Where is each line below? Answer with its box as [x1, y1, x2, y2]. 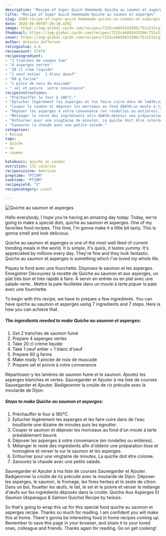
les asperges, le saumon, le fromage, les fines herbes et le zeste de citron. [5, 478, 157, 484]
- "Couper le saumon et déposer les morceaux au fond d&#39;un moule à [5, 104, 156, 109]
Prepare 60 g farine [12, 351, 52, 357]
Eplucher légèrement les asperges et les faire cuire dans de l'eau [12, 416, 145, 422]
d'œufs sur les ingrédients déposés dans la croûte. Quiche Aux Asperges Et [5, 489, 160, 495]
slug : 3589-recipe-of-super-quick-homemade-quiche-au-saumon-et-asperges [5, 16, 161, 21]
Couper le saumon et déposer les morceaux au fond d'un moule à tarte [12, 427, 157, 433]
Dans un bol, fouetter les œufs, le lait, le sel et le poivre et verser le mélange [5, 484, 160, 490]
